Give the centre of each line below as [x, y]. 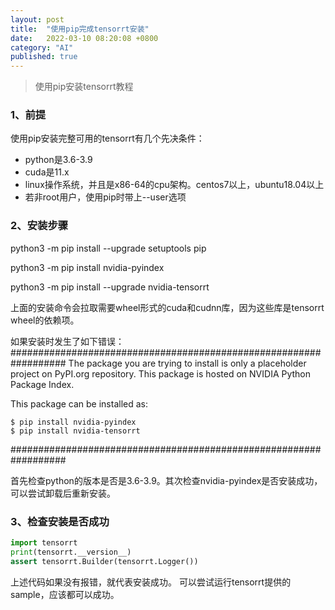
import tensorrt [44, 543]
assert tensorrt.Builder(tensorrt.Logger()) [104, 561]
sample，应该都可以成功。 [65, 594]
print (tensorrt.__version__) [71, 552]
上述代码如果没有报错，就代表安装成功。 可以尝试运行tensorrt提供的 [151, 582]
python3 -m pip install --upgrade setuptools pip [108, 248]
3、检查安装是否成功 [60, 521]
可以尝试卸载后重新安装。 [63, 493]
